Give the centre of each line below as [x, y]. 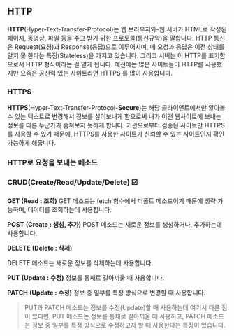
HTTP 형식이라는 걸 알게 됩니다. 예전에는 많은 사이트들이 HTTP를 [115, 64]
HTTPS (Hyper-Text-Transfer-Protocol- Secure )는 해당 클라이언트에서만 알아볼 [116, 108]
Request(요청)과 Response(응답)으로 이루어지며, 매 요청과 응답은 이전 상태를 [119, 47]
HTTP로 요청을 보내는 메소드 [52, 162]
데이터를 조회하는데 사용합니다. [70, 210]
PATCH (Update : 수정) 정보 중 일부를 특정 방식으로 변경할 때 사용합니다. [107, 293]
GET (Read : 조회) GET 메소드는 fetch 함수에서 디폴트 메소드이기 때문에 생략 [112, 201]
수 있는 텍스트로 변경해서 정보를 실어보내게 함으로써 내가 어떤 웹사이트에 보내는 [115, 117]
